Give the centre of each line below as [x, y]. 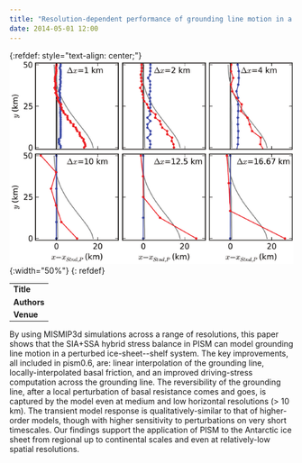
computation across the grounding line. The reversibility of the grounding [145, 382]
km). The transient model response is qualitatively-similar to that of [134, 411]
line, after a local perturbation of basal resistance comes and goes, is [138, 392]
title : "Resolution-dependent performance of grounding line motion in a [151, 19]
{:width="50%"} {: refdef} [57, 270]
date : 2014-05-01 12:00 [54, 28]
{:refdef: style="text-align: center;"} [76, 55]
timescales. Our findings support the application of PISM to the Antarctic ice [151, 430]
